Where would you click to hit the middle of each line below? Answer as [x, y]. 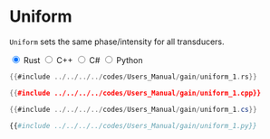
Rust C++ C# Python [83, 60]
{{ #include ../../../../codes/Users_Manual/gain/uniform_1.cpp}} [135, 93]
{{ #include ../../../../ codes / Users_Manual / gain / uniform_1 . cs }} [133, 109]
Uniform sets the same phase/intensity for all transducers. [117, 42]
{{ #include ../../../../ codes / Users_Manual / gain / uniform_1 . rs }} [133, 77]
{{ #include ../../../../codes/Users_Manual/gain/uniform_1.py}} [133, 125]
